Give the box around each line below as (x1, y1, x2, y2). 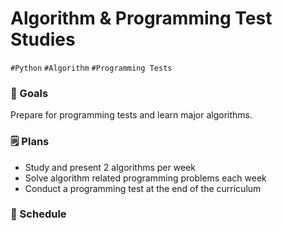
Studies (10, 28, 76, 51)
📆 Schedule (10, 207, 67, 221)
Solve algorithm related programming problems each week (24, 172, 267, 184)
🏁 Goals (10, 86, 49, 100)
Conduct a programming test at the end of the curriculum (24, 182, 262, 194)
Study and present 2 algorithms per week (24, 161, 196, 173)
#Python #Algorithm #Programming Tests (10, 63, 173, 73)
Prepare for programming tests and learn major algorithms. (10, 109, 253, 121)
